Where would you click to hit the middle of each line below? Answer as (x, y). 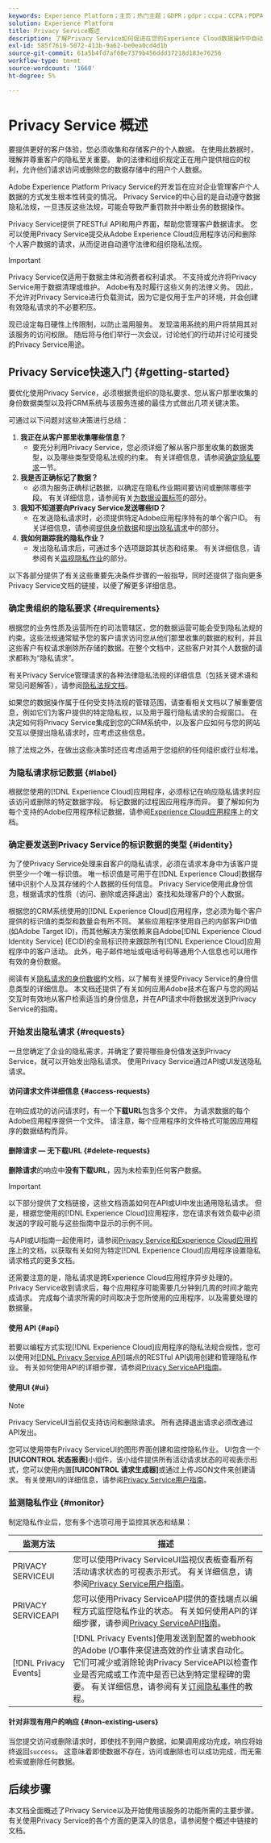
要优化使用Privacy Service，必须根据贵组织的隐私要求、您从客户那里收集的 (133, 393)
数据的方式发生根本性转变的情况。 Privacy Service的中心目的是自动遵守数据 (134, 196)
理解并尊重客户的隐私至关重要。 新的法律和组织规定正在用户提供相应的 (126, 159)
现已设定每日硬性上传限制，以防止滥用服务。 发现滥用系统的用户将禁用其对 (133, 324)
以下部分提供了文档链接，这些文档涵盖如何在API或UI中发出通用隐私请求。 (131, 1203)
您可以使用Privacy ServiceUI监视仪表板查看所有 (163, 1559)
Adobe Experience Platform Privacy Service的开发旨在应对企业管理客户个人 (134, 186)
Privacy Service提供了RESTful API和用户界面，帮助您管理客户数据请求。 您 (133, 223)
